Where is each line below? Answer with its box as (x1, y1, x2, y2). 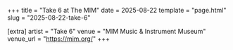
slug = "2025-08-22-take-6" (7, 13, 91, 22)
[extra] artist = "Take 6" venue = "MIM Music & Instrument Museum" (7, 27, 206, 35)
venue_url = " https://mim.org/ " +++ (7, 35, 111, 43)
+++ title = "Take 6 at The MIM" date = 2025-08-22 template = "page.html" (7, 6, 227, 14)
